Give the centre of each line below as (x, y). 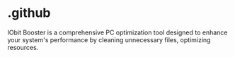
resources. (23, 47)
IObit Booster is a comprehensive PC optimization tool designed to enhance (117, 32)
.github (29, 13)
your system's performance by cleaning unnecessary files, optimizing (109, 39)
